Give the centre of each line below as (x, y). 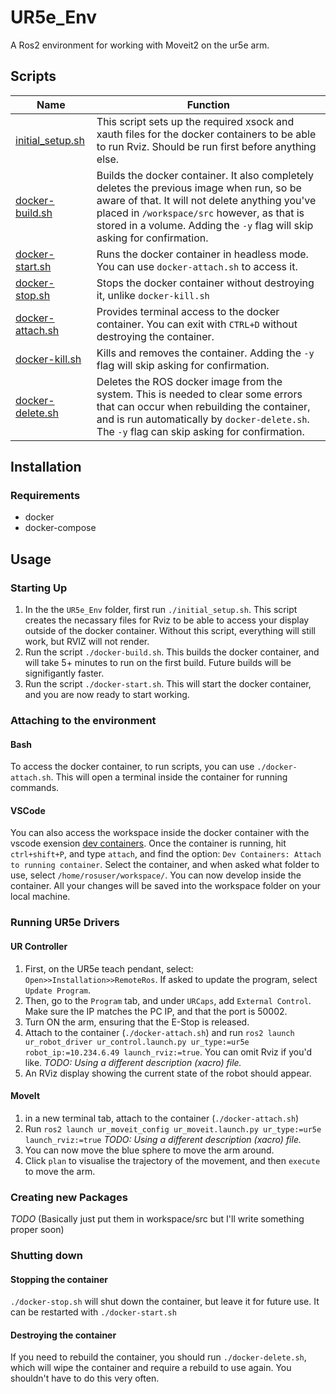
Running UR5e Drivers (65, 923)
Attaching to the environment (83, 721)
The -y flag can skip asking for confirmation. (200, 431)
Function (208, 104)
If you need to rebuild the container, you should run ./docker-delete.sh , (158, 1357)
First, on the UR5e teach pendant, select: (109, 968)
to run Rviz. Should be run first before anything (206, 146)
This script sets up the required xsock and (195, 121)
